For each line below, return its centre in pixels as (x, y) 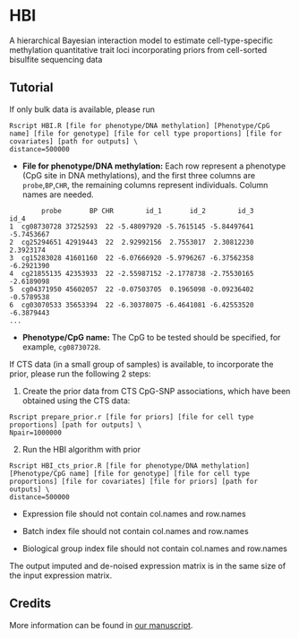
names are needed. (58, 194)
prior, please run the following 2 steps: (80, 374)
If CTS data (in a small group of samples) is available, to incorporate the (141, 364)
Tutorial (31, 87)
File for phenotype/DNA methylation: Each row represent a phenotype (154, 166)
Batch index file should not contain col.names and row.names (135, 531)
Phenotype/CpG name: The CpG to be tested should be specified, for (151, 337)
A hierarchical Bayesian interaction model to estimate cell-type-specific (141, 40)
